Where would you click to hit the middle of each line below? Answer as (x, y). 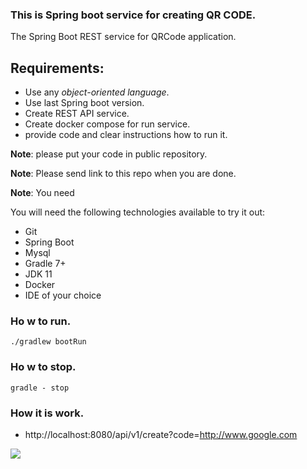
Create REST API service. (77, 114)
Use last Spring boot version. (84, 103)
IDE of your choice (63, 295)
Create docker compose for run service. (107, 124)
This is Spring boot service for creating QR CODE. (133, 15)
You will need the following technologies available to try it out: (138, 212)
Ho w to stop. (43, 367)
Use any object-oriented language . (97, 92)
